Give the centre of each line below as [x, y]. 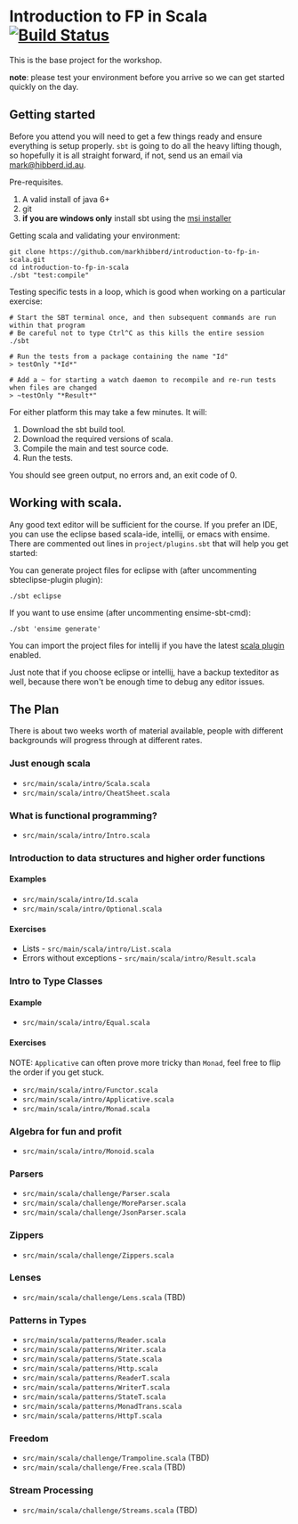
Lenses [25, 1278]
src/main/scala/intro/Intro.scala [86, 835]
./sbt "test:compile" [49, 275]
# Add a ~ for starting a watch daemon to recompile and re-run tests [143, 380]
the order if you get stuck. [57, 1072]
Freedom [29, 1438]
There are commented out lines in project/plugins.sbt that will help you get [149, 543]
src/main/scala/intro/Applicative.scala [98, 1099]
